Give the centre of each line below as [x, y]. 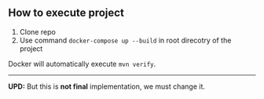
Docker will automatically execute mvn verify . [82, 64]
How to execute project [66, 13]
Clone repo [38, 31]
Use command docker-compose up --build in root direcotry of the [125, 40]
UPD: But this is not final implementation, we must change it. [107, 86]
